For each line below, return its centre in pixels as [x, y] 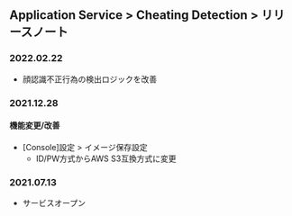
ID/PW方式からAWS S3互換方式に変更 [106, 158]
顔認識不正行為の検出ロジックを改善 [90, 79]
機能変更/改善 [35, 126]
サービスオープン [54, 203]
